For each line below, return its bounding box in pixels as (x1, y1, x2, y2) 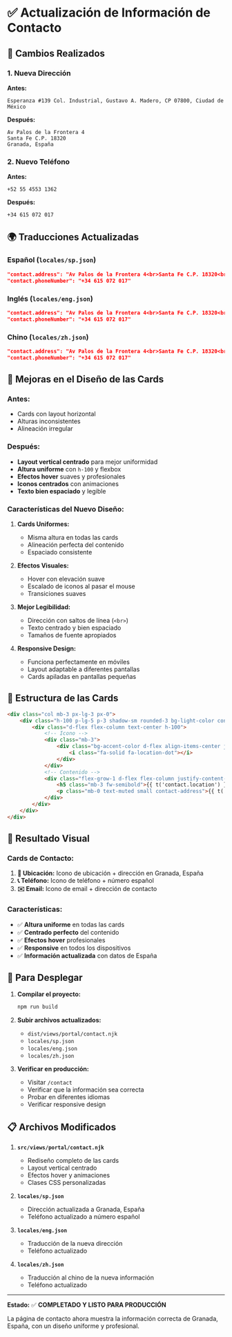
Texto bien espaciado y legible (17, 487, 106, 495)
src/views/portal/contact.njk (17, 1144, 105, 1152)
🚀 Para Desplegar (7, 972, 83, 984)
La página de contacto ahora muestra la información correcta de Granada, (7, 1315, 219, 1323)
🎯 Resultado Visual (7, 833, 90, 845)
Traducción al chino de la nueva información (27, 1273, 154, 1282)
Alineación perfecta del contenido (27, 541, 124, 549)
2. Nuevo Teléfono (7, 157, 70, 167)
